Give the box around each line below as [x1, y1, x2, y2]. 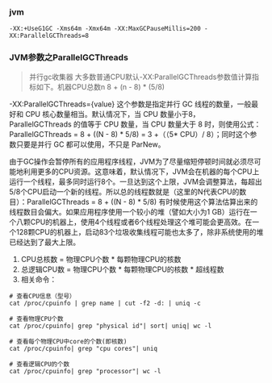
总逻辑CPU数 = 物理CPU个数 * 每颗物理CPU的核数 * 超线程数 [20, 264, 224, 274]
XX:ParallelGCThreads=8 [9, 31, 90, 40]
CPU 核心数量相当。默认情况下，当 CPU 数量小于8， [24, 109, 200, 119]
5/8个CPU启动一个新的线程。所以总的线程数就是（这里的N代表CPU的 [9, 186, 240, 196]
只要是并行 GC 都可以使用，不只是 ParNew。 [15, 139, 165, 149]
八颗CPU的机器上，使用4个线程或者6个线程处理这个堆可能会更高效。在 [15, 217, 253, 227]
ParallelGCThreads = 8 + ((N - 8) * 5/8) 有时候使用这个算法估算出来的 [26, 197, 258, 206]
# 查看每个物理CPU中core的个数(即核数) [9, 337, 128, 345]
